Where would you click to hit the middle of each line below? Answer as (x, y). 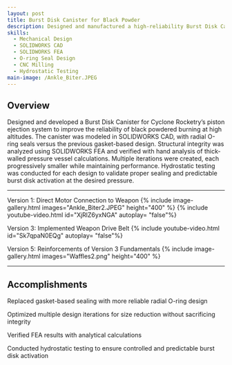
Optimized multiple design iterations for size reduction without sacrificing (111, 314)
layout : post (26, 13)
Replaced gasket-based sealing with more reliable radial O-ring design (108, 301)
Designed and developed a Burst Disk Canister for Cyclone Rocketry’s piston (116, 122)
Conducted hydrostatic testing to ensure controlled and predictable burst (111, 348)
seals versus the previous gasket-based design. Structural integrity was (122, 144)
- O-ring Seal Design (45, 59)
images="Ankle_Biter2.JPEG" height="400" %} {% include (125, 208)
